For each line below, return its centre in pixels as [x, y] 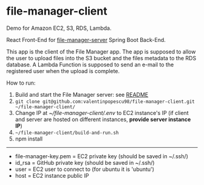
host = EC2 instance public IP [52, 175]
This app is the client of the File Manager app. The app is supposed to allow [101, 51]
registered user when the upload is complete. [63, 71]
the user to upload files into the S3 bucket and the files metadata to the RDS [101, 58]
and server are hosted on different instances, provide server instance [103, 119]
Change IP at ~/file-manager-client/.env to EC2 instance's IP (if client [102, 113]
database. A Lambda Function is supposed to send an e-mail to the [90, 65]
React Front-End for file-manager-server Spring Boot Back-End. [86, 40]
